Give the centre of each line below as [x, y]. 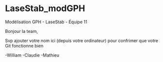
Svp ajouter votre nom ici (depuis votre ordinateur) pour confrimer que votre [82, 40]
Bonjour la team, [21, 31]
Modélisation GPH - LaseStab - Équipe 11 [46, 22]
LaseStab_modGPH [45, 8]
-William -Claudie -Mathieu [32, 55]
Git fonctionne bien [24, 46]
